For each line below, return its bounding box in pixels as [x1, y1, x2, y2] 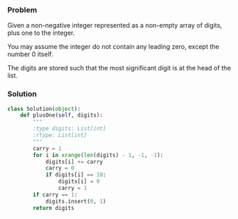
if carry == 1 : [33, 191, 78, 198]
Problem [7, 5, 38, 15]
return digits [33, 204, 75, 211]
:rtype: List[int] [33, 132, 87, 139]
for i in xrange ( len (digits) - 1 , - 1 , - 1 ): [33, 151, 163, 159]
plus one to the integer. [7, 28, 75, 37]
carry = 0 [45, 165, 75, 172]
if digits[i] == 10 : [45, 171, 107, 178]
